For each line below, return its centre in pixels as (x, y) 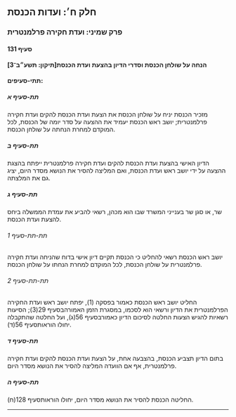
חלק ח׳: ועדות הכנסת (52, 12)
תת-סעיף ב (23, 145)
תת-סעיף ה (23, 382)
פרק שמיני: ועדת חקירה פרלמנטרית (65, 32)
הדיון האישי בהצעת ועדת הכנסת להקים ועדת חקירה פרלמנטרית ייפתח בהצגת (108, 163)
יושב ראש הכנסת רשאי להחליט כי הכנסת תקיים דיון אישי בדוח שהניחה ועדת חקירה (115, 257)
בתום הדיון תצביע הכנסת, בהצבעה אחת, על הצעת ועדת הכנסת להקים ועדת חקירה (115, 359)
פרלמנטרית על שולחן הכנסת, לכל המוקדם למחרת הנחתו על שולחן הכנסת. (105, 265)
